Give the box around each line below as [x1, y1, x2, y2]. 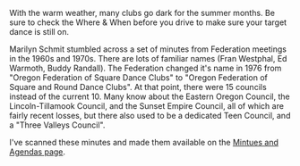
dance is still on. [9, 27, 70, 37]
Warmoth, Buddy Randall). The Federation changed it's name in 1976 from [9, 62, 282, 73]
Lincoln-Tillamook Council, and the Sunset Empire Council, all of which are [9, 101, 285, 111]
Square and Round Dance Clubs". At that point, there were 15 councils [9, 82, 267, 92]
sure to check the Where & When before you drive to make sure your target [9, 17, 287, 28]
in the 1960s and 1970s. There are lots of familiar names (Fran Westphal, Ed [9, 54, 287, 63]
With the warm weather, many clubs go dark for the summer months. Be [9, 8, 276, 18]
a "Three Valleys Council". [9, 120, 106, 130]
